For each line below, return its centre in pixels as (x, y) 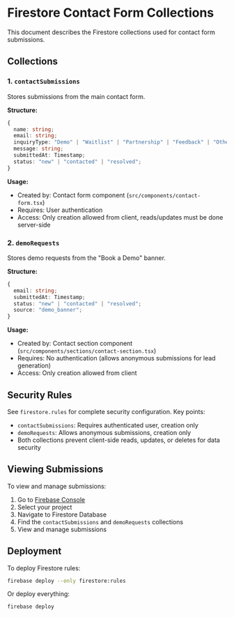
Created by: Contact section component (75, 344)
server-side (34, 224)
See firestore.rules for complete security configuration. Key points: (106, 411)
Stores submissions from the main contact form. (76, 96)
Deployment (34, 551)
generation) (34, 366)
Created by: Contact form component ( (73, 195)
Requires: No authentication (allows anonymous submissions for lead (116, 358)
